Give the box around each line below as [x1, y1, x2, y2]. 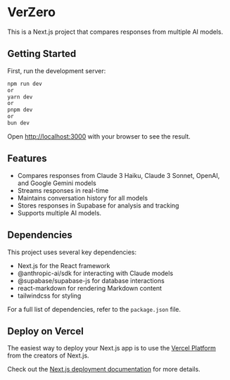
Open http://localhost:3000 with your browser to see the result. [7, 132, 191, 141]
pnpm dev [7, 106, 33, 113]
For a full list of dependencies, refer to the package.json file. [7, 305, 181, 313]
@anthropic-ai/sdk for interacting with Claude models [17, 269, 174, 277]
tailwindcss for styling [17, 291, 82, 300]
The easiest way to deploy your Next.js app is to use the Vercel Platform [7, 344, 217, 353]
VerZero [7, 4, 56, 20]
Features [7, 153, 47, 165]
